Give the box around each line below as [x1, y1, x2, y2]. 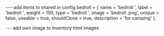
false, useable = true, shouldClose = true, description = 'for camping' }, [5, 15, 157, 21]
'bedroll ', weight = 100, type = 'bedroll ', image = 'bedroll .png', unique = [5, 10, 159, 16]
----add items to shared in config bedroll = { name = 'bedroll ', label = [5, 5, 153, 10]
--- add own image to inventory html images [5, 25, 99, 31]
